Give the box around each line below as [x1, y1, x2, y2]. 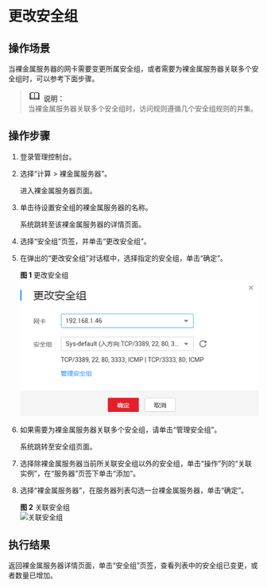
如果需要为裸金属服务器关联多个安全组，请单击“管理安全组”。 [19, 425, 222, 434]
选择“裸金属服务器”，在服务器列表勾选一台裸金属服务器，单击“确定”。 [19, 486, 249, 496]
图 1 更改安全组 [19, 270, 69, 279]
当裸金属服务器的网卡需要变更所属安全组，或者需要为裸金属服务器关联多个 [8, 64, 252, 73]
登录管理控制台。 [19, 152, 76, 161]
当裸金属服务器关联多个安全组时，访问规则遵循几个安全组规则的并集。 [27, 104, 258, 113]
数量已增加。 [14, 570, 57, 581]
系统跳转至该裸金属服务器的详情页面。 [19, 220, 145, 229]
